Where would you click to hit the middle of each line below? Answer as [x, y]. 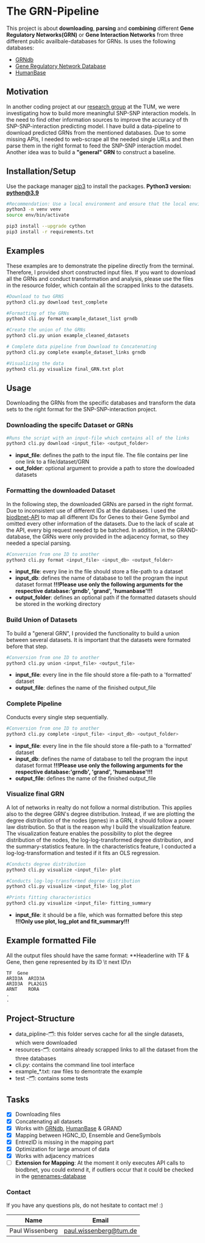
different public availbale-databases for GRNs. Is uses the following [91, 41]
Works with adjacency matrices [55, 1155]
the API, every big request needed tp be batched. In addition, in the [91, 530]
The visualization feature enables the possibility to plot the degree [89, 833]
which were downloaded [46, 1042]
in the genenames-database [51, 1176]
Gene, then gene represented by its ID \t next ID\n [69, 961]
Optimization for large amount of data [62, 1149]
